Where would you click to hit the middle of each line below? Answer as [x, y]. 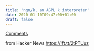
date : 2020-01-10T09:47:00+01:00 [41, 15]
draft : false [19, 19]
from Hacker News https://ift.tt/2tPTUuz [47, 43]
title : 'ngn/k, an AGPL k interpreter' [48, 10]
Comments [17, 34]
